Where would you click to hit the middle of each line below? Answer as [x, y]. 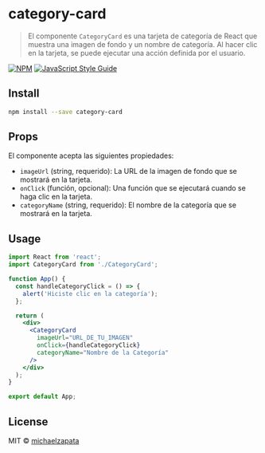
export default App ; [43, 397]
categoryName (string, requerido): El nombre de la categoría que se [128, 205]
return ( [30, 316]
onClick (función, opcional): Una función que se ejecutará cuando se [133, 188]
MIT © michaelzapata [44, 440]
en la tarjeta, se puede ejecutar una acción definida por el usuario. [136, 53]
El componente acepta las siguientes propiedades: [91, 156]
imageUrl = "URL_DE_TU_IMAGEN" [85, 338]
